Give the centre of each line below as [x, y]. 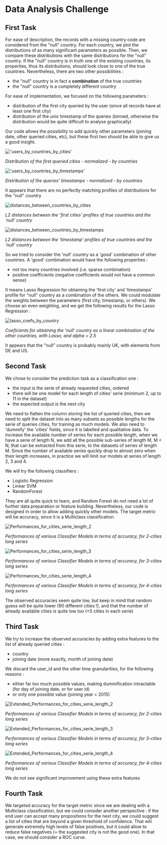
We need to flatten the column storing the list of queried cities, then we [78, 413]
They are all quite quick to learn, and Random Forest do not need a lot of [79, 501]
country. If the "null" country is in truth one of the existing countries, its [78, 61]
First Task [21, 28]
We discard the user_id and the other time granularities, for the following [79, 669]
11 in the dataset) [30, 398]
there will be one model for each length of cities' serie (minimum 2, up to [87, 393]
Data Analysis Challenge [57, 9]
